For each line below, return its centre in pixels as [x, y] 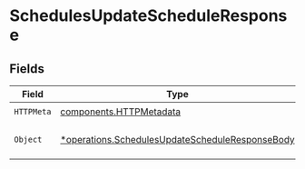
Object [28, 139]
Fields [27, 69]
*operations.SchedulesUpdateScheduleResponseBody [177, 139]
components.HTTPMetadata [121, 112]
